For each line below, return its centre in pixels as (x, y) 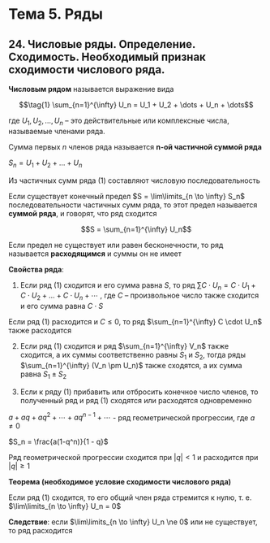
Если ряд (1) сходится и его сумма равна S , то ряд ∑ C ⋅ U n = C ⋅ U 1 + (138, 286)
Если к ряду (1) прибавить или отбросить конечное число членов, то (139, 392)
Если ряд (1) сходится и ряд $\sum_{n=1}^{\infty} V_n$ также (124, 346)
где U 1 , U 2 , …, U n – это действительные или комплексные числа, (119, 121)
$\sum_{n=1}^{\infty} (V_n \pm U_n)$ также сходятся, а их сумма (131, 365)
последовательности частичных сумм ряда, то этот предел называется (133, 205)
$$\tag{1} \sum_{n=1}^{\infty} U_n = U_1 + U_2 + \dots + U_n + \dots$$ (136, 105)
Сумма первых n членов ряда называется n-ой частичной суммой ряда (135, 146)
